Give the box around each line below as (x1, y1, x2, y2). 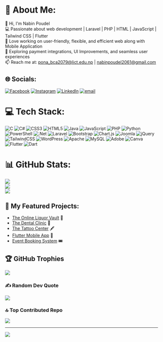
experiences (5, 54, 30, 59)
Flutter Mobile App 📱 (12, 232, 53, 238)
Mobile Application (5, 43, 43, 49)
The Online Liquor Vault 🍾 (12, 215, 64, 221)
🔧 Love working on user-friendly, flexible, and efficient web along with (5, 38, 145, 44)
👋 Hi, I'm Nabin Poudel (5, 20, 50, 26)
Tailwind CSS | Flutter (5, 33, 49, 38)
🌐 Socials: (5, 75, 37, 83)
